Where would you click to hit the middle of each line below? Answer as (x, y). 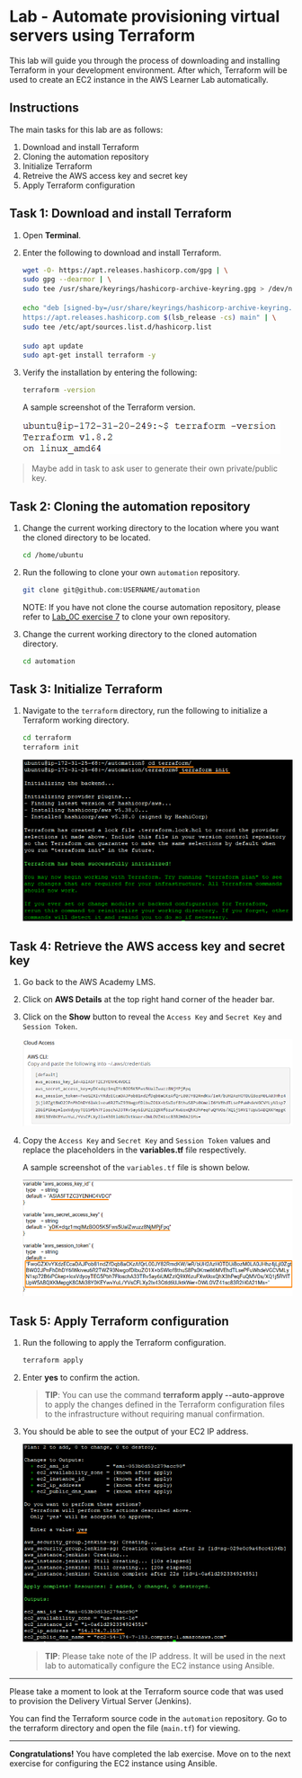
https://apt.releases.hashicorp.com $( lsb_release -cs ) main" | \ (149, 317)
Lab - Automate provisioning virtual (145, 17)
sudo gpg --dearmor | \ (67, 280)
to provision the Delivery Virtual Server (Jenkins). (100, 1702)
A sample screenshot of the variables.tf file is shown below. (136, 1167)
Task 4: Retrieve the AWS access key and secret (147, 946)
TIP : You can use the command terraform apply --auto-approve (164, 1395)
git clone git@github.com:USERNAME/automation (111, 590)
